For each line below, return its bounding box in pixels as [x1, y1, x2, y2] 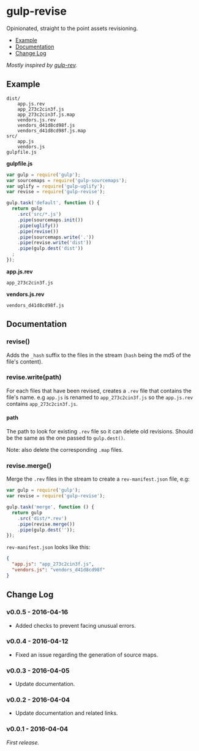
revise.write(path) [6, 373, 62, 381]
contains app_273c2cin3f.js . [6, 400, 78, 407]
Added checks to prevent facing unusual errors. [15, 622, 137, 629]
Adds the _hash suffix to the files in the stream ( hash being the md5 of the [6, 351, 191, 359]
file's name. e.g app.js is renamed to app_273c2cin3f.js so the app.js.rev [6, 394, 193, 401]
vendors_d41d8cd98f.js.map [17, 128, 86, 134]
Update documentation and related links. [15, 709, 118, 717]
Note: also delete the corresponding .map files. [6, 446, 124, 454]
